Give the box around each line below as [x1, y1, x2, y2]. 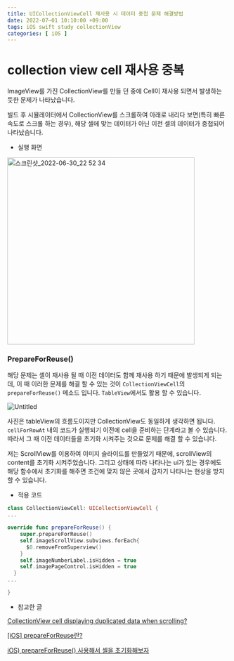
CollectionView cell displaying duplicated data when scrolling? [7, 616, 188, 625]
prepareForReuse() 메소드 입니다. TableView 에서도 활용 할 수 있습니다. [7, 388, 202, 397]
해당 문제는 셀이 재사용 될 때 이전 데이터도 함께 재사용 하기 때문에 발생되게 [7, 371, 209, 379]
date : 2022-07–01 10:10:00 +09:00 [7, 17, 109, 24]
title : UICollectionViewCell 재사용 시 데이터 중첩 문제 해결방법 [7, 10, 184, 18]
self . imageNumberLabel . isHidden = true [20, 556, 137, 564]
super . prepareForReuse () [20, 531, 93, 538]
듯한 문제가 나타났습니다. [7, 96, 75, 104]
